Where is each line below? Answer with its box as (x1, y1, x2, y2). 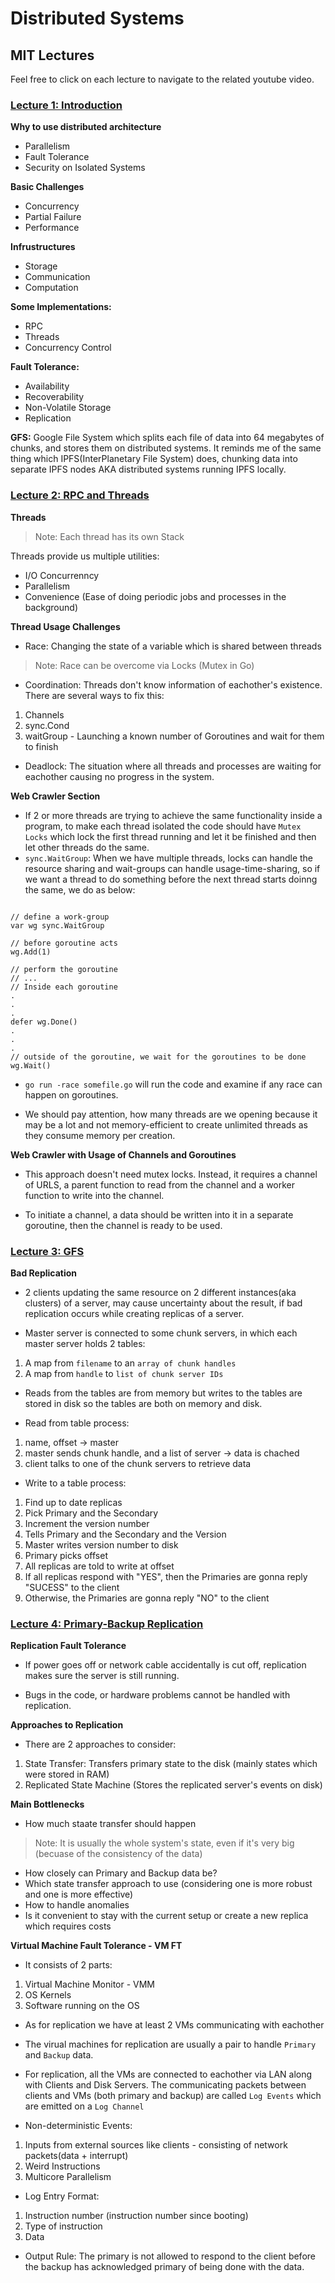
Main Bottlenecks (10, 1798, 85, 1811)
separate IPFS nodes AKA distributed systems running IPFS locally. (10, 463, 287, 476)
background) (24, 601, 78, 613)
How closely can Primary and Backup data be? (24, 1867, 218, 1879)
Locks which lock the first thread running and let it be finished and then (24, 830, 317, 842)
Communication (24, 271, 91, 283)
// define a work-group (10, 912, 110, 922)
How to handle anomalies (24, 1899, 130, 1911)
